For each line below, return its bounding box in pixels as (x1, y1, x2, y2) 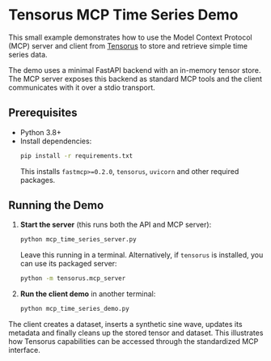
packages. (19, 175, 56, 185)
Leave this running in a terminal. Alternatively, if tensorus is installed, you (19, 250, 264, 260)
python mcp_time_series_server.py (19, 236, 137, 244)
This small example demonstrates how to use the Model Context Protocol (8, 32, 252, 42)
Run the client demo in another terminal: (19, 289, 156, 299)
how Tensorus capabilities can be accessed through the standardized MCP (8, 337, 259, 346)
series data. (8, 49, 48, 59)
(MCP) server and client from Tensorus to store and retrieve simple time (8, 40, 248, 50)
